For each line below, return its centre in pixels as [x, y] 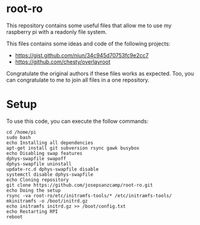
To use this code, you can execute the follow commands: [77, 121]
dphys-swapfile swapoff [36, 158]
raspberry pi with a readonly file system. [57, 31]
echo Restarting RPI [32, 211]
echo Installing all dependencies [50, 143]
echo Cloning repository [38, 180]
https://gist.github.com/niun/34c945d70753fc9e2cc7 [82, 55]
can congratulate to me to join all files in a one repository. [78, 80]
